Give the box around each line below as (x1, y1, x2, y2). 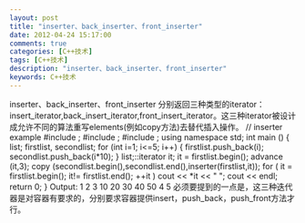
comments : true (9, 38, 67, 48)
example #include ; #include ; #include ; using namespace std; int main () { (9, 131, 290, 142)
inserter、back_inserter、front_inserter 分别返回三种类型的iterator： (9, 98, 266, 109)
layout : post (9, 13, 59, 23)
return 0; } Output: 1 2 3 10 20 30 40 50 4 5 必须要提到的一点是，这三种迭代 (9, 181, 293, 192)
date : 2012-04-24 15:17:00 (9, 30, 112, 39)
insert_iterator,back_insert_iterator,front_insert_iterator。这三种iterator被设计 (9, 110, 297, 121)
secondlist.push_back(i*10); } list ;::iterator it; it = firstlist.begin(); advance (9, 151, 284, 162)
